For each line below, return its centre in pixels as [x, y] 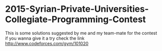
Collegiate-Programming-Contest [76, 19]
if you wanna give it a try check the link [45, 38]
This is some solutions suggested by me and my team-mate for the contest [81, 33]
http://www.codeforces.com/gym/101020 [47, 43]
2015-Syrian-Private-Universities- [77, 9]
